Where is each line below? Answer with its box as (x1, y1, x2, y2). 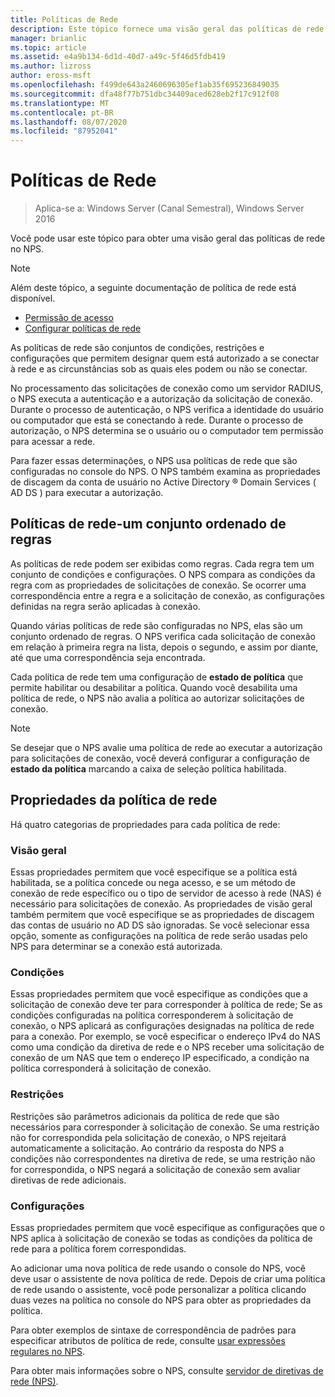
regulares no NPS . (10, 1345, 85, 1357)
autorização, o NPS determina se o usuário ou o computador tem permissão (10, 425, 324, 437)
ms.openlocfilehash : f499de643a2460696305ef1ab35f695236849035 (10, 80, 280, 90)
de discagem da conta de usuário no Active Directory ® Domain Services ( (10, 476, 317, 488)
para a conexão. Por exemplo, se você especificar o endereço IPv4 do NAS (10, 1031, 321, 1043)
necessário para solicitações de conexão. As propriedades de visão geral (10, 897, 313, 910)
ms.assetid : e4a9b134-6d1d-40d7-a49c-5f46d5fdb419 (10, 52, 226, 62)
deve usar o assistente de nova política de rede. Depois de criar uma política (10, 1272, 326, 1285)
